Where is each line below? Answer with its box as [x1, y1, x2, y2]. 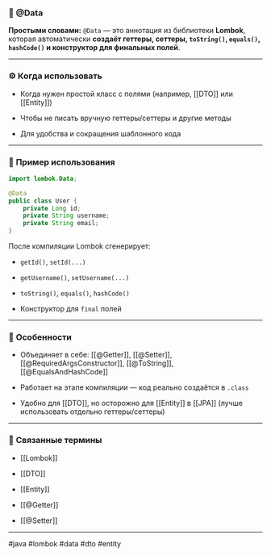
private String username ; [23, 211, 110, 220]
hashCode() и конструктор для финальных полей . [8, 43, 181, 52]
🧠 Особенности [8, 331, 73, 342]
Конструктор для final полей [19, 304, 123, 314]
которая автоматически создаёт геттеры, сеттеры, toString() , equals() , [8, 34, 261, 44]
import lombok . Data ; [8, 174, 78, 182]
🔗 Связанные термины [8, 435, 102, 446]
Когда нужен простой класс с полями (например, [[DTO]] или [19, 89, 234, 98]
